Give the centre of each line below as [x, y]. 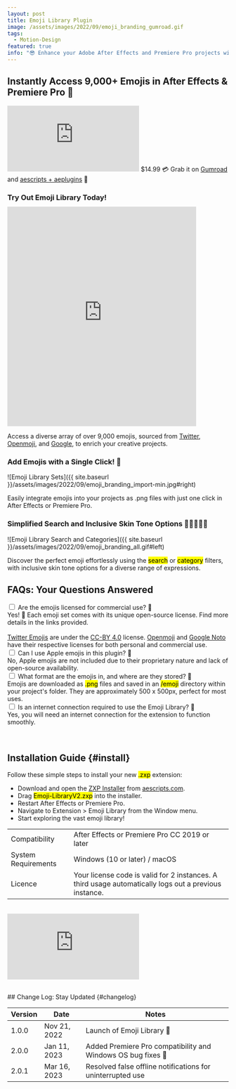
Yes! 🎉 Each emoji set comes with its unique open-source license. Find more [118, 615]
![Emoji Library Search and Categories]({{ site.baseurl [85, 539]
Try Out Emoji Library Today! [57, 197]
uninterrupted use [115, 1076]
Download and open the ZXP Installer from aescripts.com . [101, 788]
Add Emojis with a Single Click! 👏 [64, 462]
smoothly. [22, 722]
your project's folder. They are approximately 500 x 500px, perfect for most [117, 691]
